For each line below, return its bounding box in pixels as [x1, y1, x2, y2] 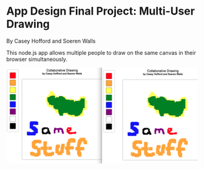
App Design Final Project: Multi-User [6, 4, 195, 18]
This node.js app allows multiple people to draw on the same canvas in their [6, 49, 196, 56]
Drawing [6, 17, 50, 31]
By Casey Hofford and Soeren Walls [6, 37, 96, 44]
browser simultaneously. [6, 55, 68, 63]
